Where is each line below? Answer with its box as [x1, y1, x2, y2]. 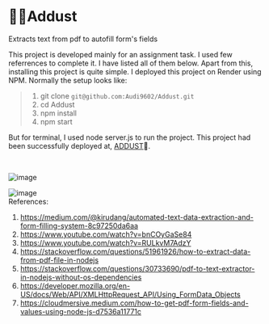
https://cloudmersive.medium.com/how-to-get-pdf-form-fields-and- [19, 298, 249, 308]
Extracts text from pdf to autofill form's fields [8, 34, 158, 44]
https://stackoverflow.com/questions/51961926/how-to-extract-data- [19, 246, 251, 256]
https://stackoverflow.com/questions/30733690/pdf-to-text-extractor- [19, 263, 255, 273]
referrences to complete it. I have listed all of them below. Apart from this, [8, 58, 253, 68]
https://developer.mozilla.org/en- [19, 280, 131, 290]
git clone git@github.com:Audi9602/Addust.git [40, 90, 195, 100]
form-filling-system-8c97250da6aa [19, 221, 139, 230]
